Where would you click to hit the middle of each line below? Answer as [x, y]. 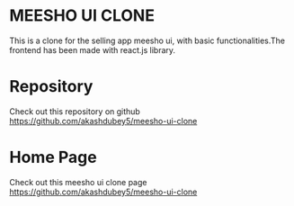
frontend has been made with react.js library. [93, 49]
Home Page [53, 157]
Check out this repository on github [75, 111]
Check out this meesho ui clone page [78, 182]
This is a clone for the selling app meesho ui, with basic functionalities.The [147, 40]
